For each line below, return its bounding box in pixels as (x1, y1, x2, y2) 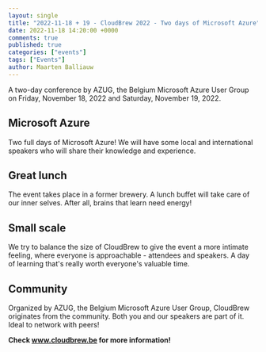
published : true (8, 41, 62, 49)
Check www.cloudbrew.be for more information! (8, 335, 172, 345)
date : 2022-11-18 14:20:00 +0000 (8, 26, 119, 34)
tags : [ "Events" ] (8, 56, 66, 64)
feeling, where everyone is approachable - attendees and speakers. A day (8, 251, 250, 260)
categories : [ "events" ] (8, 48, 87, 56)
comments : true (8, 33, 59, 42)
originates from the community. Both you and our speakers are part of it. (8, 312, 245, 321)
